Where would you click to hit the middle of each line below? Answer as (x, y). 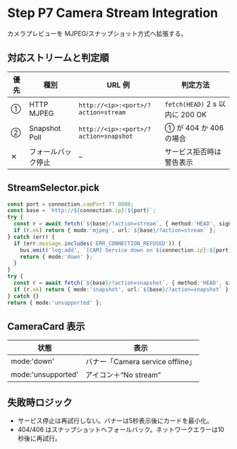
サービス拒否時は (193, 151)
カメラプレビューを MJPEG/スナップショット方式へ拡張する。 (97, 33)
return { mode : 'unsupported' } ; (55, 303)
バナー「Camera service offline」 (141, 362)
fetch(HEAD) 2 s (191, 104)
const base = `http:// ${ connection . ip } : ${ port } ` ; (82, 211)
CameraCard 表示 (46, 326)
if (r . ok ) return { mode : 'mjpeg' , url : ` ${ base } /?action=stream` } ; (115, 231)
